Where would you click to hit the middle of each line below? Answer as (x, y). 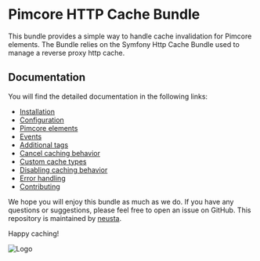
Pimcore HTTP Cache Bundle (104, 14)
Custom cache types (53, 161)
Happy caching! (34, 234)
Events (31, 136)
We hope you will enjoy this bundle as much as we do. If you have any (121, 201)
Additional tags (44, 145)
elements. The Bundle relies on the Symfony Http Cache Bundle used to (124, 44)
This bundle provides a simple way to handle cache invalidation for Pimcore (130, 36)
